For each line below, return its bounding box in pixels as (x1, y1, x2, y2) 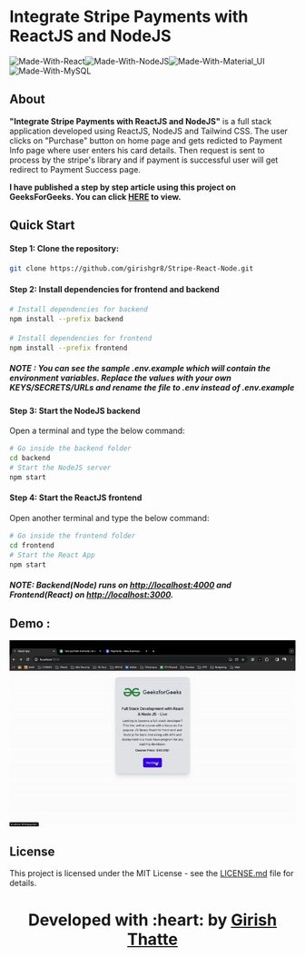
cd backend (9, 454, 51, 463)
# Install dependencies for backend (9, 305, 148, 314)
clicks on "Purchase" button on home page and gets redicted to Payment (9, 134, 283, 146)
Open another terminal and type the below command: (9, 513, 210, 524)
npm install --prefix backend (9, 315, 124, 324)
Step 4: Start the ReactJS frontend (9, 492, 143, 503)
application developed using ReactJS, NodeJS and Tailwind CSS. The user (9, 125, 289, 136)
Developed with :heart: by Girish (27, 910, 278, 930)
